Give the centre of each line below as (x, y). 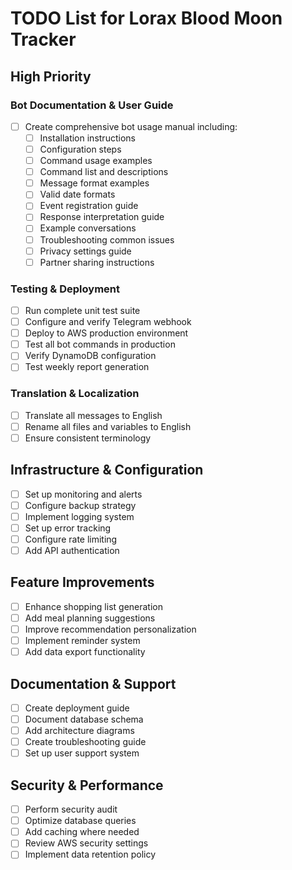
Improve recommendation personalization (110, 629)
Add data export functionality (85, 652)
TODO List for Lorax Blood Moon (146, 18)
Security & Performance (87, 785)
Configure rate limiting (71, 539)
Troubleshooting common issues (107, 239)
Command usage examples (96, 161)
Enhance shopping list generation (94, 606)
